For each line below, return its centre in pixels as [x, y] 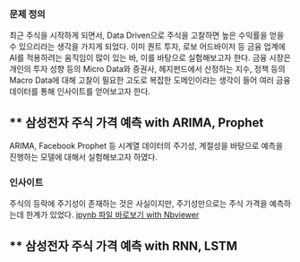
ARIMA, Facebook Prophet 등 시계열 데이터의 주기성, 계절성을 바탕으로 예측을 [146, 146]
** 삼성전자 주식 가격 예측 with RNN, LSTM [124, 245]
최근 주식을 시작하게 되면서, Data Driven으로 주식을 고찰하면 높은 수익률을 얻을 [147, 35]
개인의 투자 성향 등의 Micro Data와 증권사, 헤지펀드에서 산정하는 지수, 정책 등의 [147, 69]
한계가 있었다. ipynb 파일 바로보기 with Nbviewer [112, 215]
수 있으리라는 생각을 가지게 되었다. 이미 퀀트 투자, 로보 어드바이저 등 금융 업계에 [148, 47]
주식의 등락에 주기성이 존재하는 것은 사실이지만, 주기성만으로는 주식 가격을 [138, 204]
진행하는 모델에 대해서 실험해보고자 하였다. [84, 157]
